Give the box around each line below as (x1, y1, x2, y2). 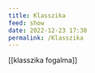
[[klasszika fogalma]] (8, 56, 77, 65)
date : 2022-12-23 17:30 (8, 26, 88, 34)
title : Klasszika (8, 11, 66, 20)
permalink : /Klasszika (8, 33, 84, 42)
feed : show (8, 19, 45, 27)
